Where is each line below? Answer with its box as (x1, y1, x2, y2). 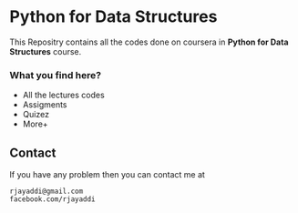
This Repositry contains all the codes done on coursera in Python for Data (9, 36, 289, 47)
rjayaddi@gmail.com (9, 187, 84, 197)
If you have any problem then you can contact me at (9, 169, 205, 180)
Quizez (22, 109, 50, 120)
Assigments (22, 99, 67, 110)
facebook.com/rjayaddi (9, 195, 96, 204)
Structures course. (9, 46, 82, 56)
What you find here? (9, 68, 102, 81)
